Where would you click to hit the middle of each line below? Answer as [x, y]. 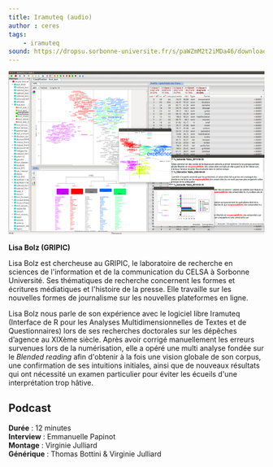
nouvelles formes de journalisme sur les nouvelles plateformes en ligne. [129, 298]
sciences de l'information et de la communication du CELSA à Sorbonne [129, 272]
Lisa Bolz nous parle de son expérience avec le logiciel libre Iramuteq [124, 313]
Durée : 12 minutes [40, 428]
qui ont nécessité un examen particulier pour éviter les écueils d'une [123, 373]
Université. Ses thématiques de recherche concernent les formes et [122, 280]
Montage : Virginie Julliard [53, 445]
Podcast [30, 408]
